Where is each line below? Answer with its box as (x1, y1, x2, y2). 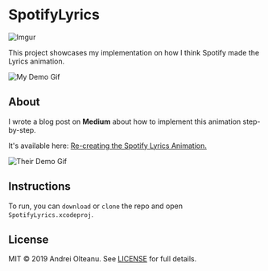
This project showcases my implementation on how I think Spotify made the (8, 47, 260, 57)
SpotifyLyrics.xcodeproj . (8, 209, 94, 219)
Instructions (8, 179, 71, 194)
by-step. (8, 125, 36, 134)
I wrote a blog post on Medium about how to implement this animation (8, 117, 241, 126)
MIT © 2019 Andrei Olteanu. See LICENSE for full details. (8, 254, 197, 264)
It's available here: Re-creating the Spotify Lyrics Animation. (8, 141, 208, 150)
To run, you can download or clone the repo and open (8, 201, 183, 211)
